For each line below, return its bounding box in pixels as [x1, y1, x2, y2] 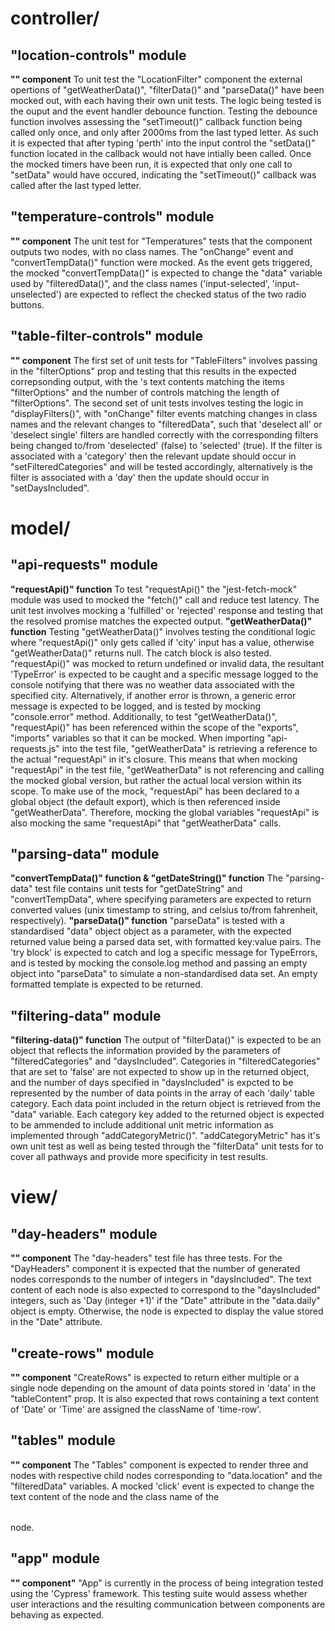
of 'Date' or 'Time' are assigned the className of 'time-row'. [10, 1403, 262, 1416]
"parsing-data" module [10, 846, 160, 863]
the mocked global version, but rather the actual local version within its [10, 774, 303, 786]
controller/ [10, 7, 100, 30]
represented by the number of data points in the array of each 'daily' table [10, 1087, 315, 1099]
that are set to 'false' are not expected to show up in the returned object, [10, 1066, 310, 1078]
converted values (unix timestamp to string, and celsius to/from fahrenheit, [10, 904, 319, 916]
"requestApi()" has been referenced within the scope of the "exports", [10, 721, 299, 733]
